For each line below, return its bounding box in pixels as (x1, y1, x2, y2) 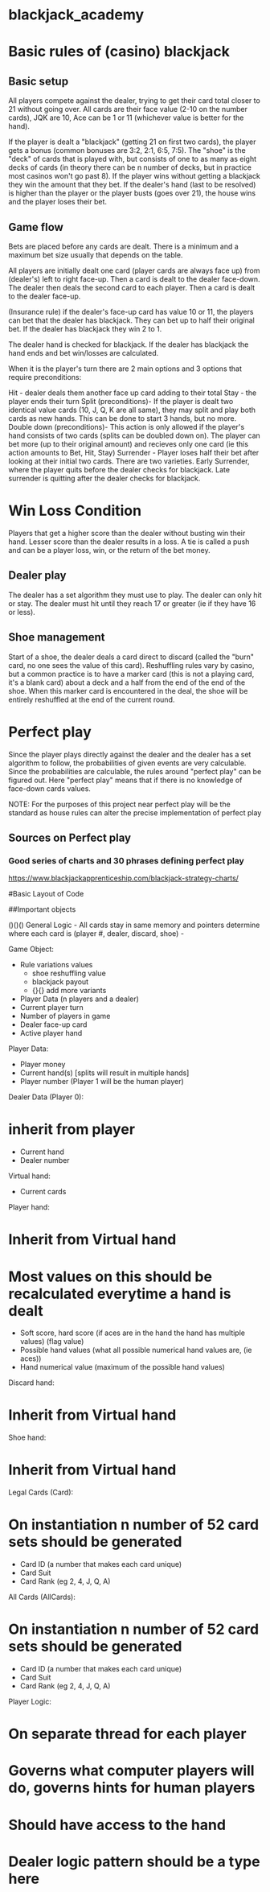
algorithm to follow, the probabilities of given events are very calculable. (8, 758, 247, 768)
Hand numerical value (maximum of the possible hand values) (19, 1362, 225, 1372)
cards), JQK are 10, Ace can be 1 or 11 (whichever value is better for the (8, 113, 244, 122)
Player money (19, 1060, 66, 1070)
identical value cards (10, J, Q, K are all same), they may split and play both (8, 405, 256, 414)
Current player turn (19, 1003, 84, 1012)
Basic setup (8, 74, 69, 88)
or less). (8, 607, 36, 616)
